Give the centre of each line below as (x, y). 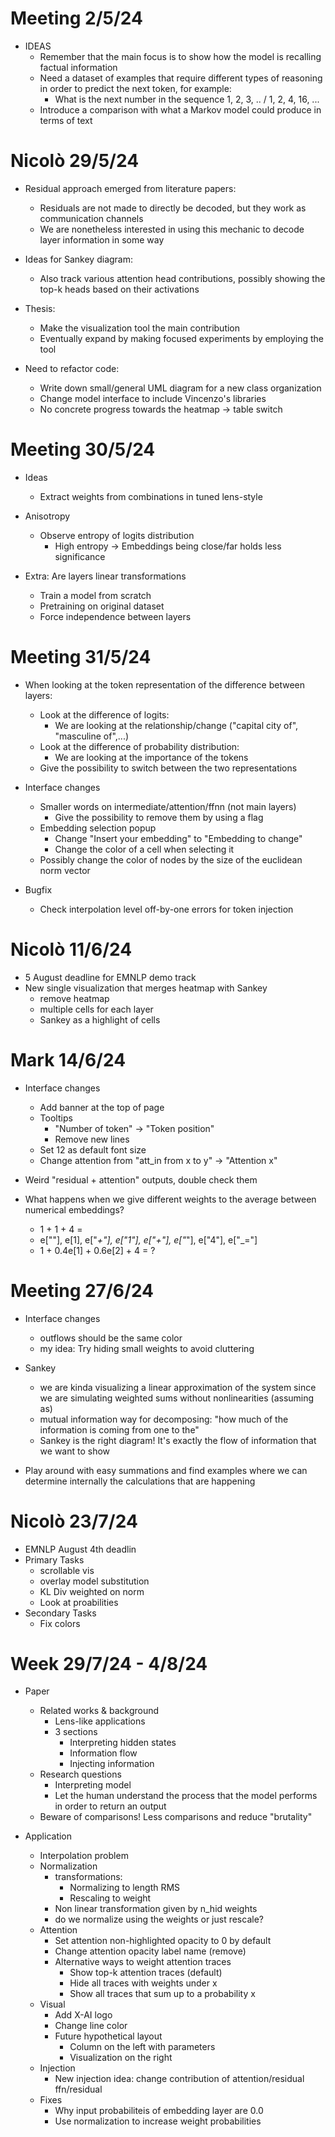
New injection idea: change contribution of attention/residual (179, 2079)
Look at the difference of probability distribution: (139, 746)
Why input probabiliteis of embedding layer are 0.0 (159, 2111)
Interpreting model (93, 1785)
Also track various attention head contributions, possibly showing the (182, 278)
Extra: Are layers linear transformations (105, 576)
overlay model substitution (94, 1581)
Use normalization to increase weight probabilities (158, 2121)
